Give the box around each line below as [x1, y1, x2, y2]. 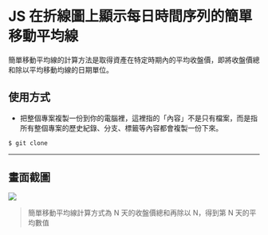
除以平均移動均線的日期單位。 [14, 65, 113, 74]
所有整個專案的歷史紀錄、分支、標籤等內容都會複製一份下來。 [19, 123, 223, 132]
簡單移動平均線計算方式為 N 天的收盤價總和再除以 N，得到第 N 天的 [27, 208, 250, 217]
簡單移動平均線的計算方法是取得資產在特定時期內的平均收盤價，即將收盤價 [8, 55, 253, 65]
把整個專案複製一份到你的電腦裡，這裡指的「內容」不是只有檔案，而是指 [19, 113, 258, 123]
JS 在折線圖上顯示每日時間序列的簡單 [8, 7, 253, 25]
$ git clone [8, 139, 48, 147]
